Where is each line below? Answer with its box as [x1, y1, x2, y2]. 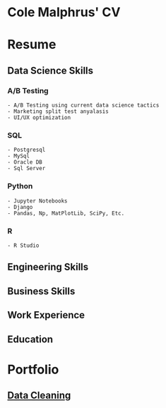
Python [7, 181, 33, 191]
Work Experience [7, 309, 85, 321]
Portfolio [7, 361, 59, 378]
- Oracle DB [7, 159, 42, 166]
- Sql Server [7, 165, 46, 172]
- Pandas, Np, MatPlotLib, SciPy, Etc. [7, 210, 125, 217]
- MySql [7, 152, 30, 160]
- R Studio [7, 241, 40, 249]
